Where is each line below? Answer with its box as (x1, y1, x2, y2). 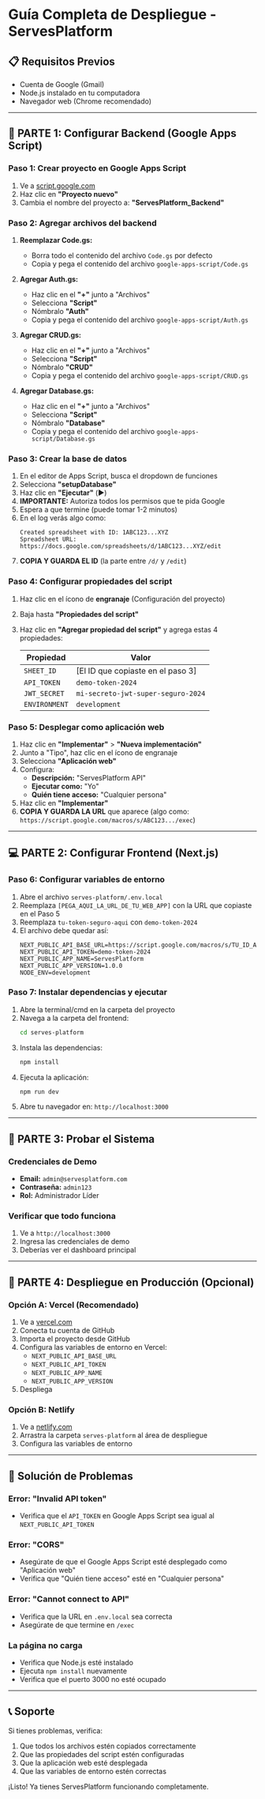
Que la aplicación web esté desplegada (19, 1758, 148, 1767)
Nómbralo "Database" (31, 418, 106, 428)
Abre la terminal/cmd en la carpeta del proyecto (19, 1004, 176, 1014)
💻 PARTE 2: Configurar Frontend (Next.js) (8, 846, 219, 860)
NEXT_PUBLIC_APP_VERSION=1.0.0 (19, 962, 123, 969)
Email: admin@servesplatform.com (19, 1174, 128, 1184)
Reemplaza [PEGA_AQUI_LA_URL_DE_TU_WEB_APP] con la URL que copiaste (19, 900, 252, 910)
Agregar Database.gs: (19, 386, 95, 395)
